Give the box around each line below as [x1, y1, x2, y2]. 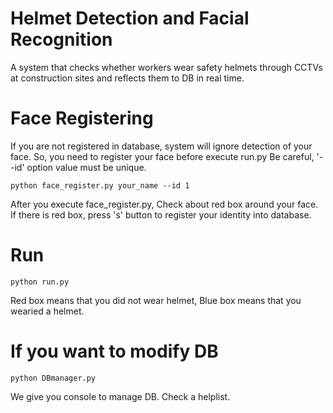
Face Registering [10, 107, 154, 130]
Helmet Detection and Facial [10, 7, 250, 30]
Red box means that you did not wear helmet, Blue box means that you [10, 294, 302, 306]
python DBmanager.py [10, 373, 97, 383]
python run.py [10, 277, 70, 287]
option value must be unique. [26, 161, 147, 173]
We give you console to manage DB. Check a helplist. [10, 390, 231, 402]
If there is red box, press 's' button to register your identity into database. [10, 208, 312, 221]
